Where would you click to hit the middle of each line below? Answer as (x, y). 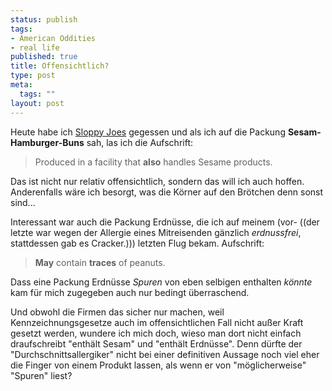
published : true (44, 57)
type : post (33, 76)
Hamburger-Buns (47, 142)
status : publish (44, 19)
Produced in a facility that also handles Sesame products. (153, 162)
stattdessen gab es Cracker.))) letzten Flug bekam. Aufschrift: (137, 243)
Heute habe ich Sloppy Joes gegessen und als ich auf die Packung (148, 132)
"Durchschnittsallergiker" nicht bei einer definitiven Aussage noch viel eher (165, 354)
